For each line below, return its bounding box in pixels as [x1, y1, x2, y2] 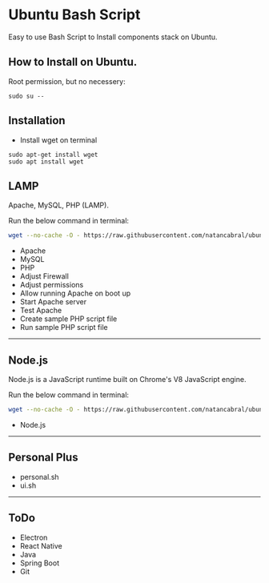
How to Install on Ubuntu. [8, 55, 138, 69]
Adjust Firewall [19, 271, 70, 281]
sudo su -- [8, 92, 45, 100]
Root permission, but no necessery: [8, 76, 126, 86]
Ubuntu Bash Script [8, 6, 141, 24]
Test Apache [19, 306, 62, 316]
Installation [8, 114, 66, 127]
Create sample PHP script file [19, 314, 118, 324]
